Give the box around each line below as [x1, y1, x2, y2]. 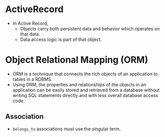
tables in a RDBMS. [12, 76, 53, 82]
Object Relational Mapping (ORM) [5, 54, 148, 66]
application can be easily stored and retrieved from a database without [12, 87, 160, 93]
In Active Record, [12, 20, 49, 26]
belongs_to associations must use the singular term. [12, 125, 121, 132]
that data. [20, 31, 40, 37]
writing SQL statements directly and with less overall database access [12, 92, 158, 98]
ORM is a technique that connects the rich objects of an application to [12, 71, 158, 77]
